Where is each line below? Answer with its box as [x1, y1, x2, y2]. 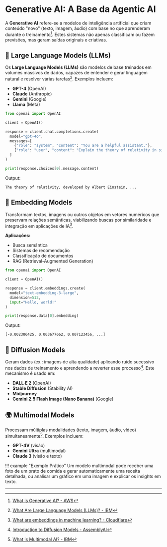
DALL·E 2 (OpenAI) [12, 380, 51, 386]
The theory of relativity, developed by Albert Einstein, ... [5, 185, 137, 190]
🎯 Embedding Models [5, 198, 73, 207]
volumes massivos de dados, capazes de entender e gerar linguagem [5, 70, 148, 76]
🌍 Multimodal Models [5, 411, 75, 420]
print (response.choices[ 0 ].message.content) [5, 166, 99, 171]
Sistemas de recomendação [12, 248, 70, 254]
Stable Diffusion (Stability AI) [12, 385, 73, 391]
